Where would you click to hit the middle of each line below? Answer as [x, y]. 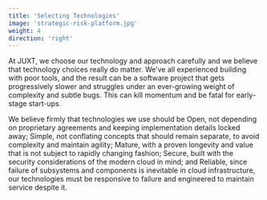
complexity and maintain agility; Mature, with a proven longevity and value [131, 145]
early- [246, 95]
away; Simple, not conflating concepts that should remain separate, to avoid [134, 137]
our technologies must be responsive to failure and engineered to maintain [131, 179]
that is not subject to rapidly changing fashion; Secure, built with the [121, 153]
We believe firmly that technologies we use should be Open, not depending [133, 119]
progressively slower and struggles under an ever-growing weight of [121, 87]
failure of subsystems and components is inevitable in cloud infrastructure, [132, 170]
